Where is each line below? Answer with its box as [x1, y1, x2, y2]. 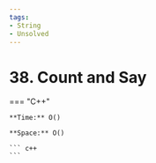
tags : [9, 12, 29, 22]
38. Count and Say [9, 67, 147, 87]
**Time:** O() [9, 114, 62, 122]
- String [9, 21, 41, 30]
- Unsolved [9, 29, 49, 38]
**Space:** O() [9, 129, 65, 137]
